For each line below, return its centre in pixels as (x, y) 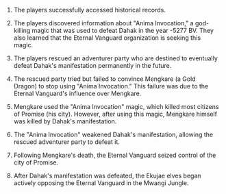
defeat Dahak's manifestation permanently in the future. (92, 65)
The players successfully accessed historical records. (90, 10)
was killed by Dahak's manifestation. (65, 121)
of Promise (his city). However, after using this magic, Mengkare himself (115, 114)
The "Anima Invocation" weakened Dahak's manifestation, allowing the (113, 134)
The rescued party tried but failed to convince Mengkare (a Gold (105, 79)
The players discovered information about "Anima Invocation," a (103, 23)
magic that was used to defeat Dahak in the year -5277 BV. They (123, 31)
